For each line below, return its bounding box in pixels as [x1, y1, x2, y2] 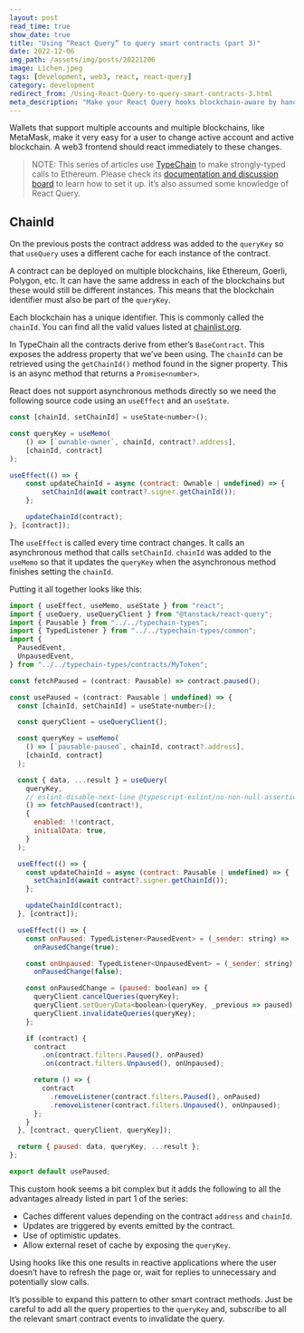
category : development [9, 81, 95, 90]
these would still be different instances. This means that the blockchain [9, 285, 274, 295]
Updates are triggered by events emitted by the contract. [22, 1220, 235, 1231]
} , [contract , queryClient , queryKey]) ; [17, 1125, 172, 1135]
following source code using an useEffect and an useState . [9, 395, 230, 406]
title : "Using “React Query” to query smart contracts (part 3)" [9, 38, 261, 48]
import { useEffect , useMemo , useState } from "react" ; [9, 601, 224, 610]
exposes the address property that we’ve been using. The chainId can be [9, 349, 283, 360]
